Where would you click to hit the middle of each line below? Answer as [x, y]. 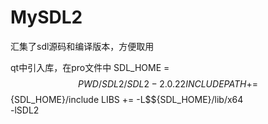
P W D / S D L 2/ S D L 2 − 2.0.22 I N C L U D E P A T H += [168, 83]
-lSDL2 [25, 110]
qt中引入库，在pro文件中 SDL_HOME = [90, 67]
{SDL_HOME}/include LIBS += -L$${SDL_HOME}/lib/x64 [127, 99]
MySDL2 [46, 17]
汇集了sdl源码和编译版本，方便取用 [82, 46]
